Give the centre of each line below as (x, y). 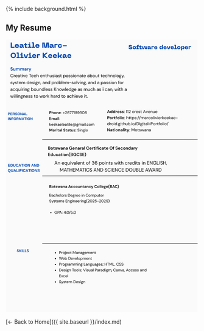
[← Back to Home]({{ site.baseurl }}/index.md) (64, 322)
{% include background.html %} (46, 9)
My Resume (29, 28)
